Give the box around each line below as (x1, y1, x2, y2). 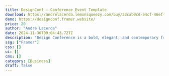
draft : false (5, 63, 33, 68)
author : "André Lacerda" (5, 26, 57, 31)
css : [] (5, 44, 22, 49)
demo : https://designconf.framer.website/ (5, 16, 96, 21)
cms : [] (5, 53, 22, 59)
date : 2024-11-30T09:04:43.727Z (5, 30, 73, 35)
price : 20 (5, 21, 26, 26)
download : (5, 12, 26, 17)
